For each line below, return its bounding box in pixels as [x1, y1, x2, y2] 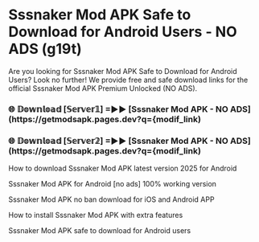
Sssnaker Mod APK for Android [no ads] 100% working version [8, 179, 217, 189]
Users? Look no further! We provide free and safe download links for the [8, 75, 249, 84]
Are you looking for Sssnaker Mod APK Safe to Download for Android [8, 66, 237, 76]
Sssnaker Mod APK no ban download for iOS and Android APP [8, 195, 215, 204]
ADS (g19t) [8, 40, 82, 58]
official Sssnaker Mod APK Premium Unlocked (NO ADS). [8, 83, 198, 93]
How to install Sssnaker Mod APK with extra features [8, 211, 183, 220]
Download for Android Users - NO [8, 23, 237, 41]
